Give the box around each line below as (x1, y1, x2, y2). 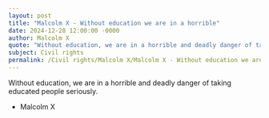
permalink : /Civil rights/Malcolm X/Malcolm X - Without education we (8, 57, 249, 65)
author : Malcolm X (8, 33, 70, 42)
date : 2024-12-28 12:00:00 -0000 (8, 26, 120, 34)
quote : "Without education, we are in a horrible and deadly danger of (8, 41, 252, 49)
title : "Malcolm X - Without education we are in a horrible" (8, 19, 220, 27)
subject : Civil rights (8, 49, 84, 57)
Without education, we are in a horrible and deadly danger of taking (8, 77, 232, 88)
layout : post (8, 11, 52, 20)
